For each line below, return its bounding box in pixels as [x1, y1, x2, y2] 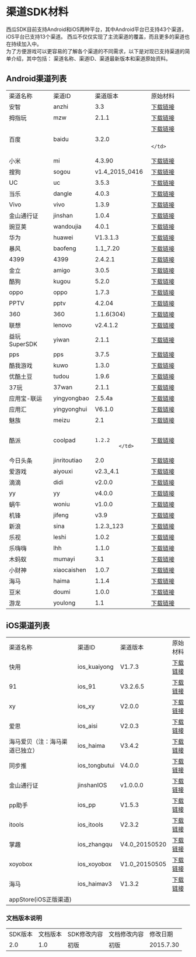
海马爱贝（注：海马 [9, 737, 62, 745]
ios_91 [78, 682, 96, 690]
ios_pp [78, 800, 96, 809]
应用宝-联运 [9, 394, 43, 402]
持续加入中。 [10, 40, 42, 47]
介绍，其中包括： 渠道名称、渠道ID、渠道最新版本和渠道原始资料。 [10, 55, 171, 62]
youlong [53, 599, 76, 607]
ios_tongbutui [78, 761, 115, 769]
